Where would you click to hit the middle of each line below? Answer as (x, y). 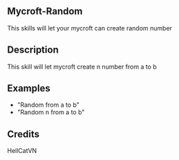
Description (33, 50)
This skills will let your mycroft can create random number (90, 28)
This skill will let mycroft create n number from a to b (82, 66)
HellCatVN (22, 151)
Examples (29, 88)
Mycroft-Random (45, 11)
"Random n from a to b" (51, 112)
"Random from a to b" (48, 105)
